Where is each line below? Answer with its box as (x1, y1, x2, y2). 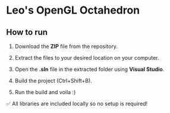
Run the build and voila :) (14, 89, 76, 95)
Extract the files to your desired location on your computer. (14, 54, 159, 61)
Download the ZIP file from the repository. (14, 43, 118, 50)
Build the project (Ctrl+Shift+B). (14, 78, 92, 84)
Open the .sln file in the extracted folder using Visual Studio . (14, 66, 165, 73)
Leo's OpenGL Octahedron (6, 4, 140, 17)
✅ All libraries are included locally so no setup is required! (6, 100, 148, 107)
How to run (6, 27, 48, 37)
